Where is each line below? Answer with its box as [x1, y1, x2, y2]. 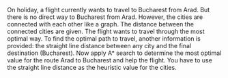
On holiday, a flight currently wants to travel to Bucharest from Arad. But [7, 6, 210, 14]
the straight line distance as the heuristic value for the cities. [7, 64, 177, 71]
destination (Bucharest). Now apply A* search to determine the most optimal [7, 49, 222, 57]
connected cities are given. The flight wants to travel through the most [7, 27, 205, 35]
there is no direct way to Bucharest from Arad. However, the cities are [7, 13, 203, 21]
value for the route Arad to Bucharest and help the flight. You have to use [7, 56, 213, 64]
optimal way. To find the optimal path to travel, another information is [7, 35, 201, 43]
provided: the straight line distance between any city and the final [7, 42, 192, 50]
